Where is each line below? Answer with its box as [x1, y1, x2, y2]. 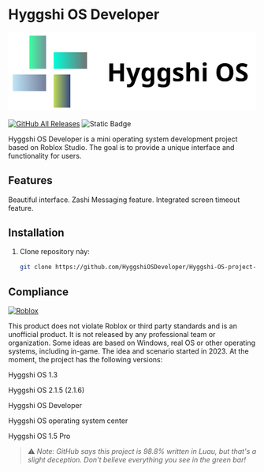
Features [8, 174, 53, 187]
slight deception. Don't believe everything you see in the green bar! [27, 455, 247, 465]
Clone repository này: [19, 247, 91, 257]
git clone [19, 263, 53, 272]
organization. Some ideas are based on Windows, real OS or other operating [8, 338, 256, 348]
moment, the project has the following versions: [8, 355, 163, 365]
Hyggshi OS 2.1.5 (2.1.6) [8, 385, 85, 395]
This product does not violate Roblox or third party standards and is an [8, 321, 238, 331]
